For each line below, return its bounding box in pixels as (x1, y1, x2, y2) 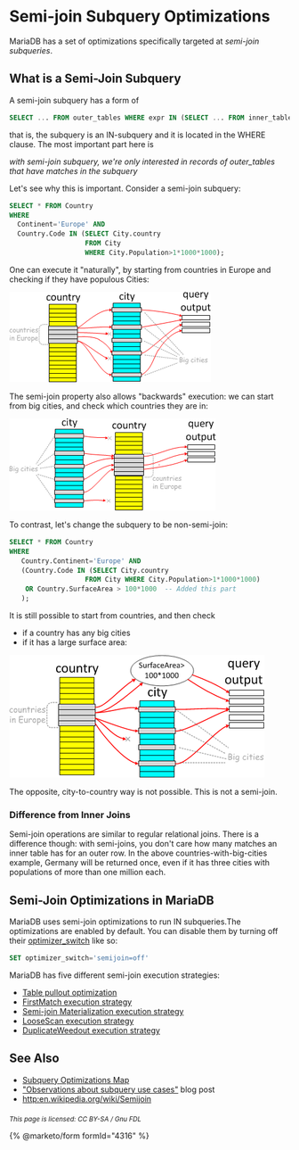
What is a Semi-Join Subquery (9, 71, 182, 87)
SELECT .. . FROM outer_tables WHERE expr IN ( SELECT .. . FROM (9, 113, 245, 122)
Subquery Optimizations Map (21, 1074, 130, 1085)
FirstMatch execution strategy (21, 997, 133, 1007)
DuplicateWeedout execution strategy (21, 1024, 160, 1036)
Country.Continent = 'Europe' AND (20, 556, 141, 566)
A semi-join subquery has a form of (9, 95, 140, 105)
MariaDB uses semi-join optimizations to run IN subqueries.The (9, 916, 242, 927)
